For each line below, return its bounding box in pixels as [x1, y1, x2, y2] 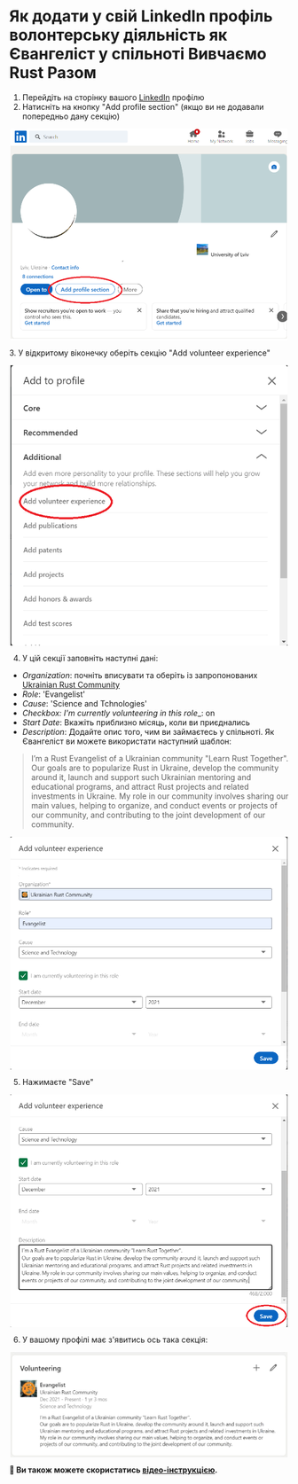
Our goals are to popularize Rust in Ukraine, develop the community [30, 762, 279, 773]
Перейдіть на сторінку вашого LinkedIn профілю [21, 91, 205, 103]
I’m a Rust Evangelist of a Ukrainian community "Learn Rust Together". [30, 754, 289, 764]
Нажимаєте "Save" [21, 1077, 94, 1088]
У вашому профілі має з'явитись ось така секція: [21, 1334, 208, 1345]
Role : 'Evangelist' [21, 689, 86, 699]
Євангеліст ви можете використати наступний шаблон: [21, 736, 232, 746]
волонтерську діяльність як [9, 25, 228, 45]
